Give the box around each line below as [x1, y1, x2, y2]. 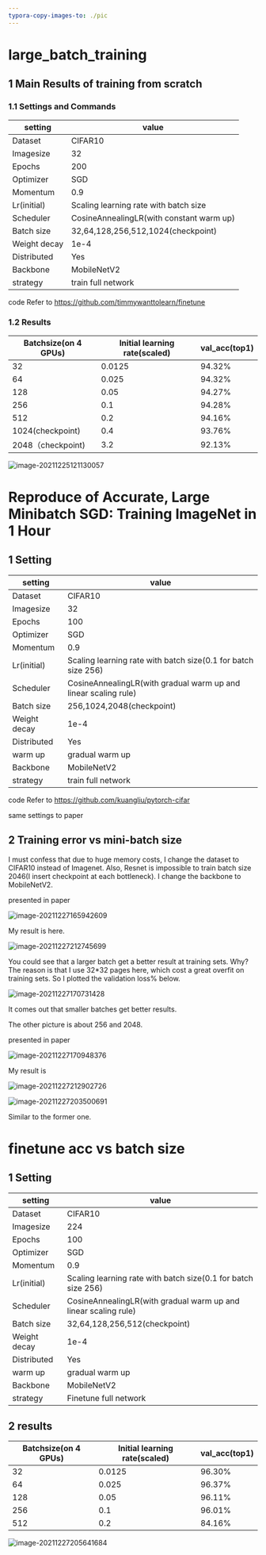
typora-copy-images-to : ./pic [8, 11, 108, 20]
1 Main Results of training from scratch [8, 77, 203, 91]
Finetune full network [66, 1392, 146, 1403]
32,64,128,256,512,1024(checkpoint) [70, 225, 218, 236]
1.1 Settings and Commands [8, 101, 116, 112]
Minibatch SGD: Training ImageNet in [8, 505, 257, 523]
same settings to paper [8, 810, 84, 820]
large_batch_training [8, 45, 147, 63]
